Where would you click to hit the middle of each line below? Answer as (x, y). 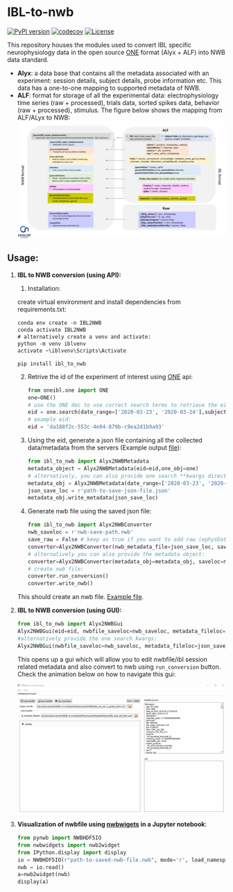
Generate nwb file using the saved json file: (89, 511)
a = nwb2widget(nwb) (44, 875)
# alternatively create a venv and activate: (84, 337)
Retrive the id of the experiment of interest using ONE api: (110, 376)
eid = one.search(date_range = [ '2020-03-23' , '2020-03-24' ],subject (127, 412)
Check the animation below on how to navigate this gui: (96, 674)
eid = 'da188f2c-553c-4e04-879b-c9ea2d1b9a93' (96, 427)
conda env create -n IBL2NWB (59, 323)
